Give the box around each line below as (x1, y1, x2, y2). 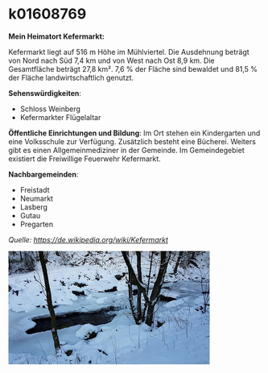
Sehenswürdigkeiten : (8, 88, 82, 97)
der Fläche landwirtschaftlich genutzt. (8, 73, 134, 82)
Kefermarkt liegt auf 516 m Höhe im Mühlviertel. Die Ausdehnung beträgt (8, 47, 249, 56)
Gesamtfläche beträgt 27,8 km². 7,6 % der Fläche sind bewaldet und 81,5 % (8, 64, 258, 73)
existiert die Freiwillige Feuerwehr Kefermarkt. (8, 154, 161, 164)
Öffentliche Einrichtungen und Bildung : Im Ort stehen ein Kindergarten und (8, 128, 261, 138)
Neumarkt (19, 193, 54, 203)
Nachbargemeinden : (8, 169, 79, 179)
